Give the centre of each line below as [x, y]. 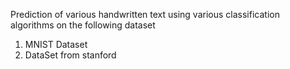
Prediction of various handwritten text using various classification [145, 14]
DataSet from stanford [70, 55]
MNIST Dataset [56, 44]
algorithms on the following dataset [83, 25]
